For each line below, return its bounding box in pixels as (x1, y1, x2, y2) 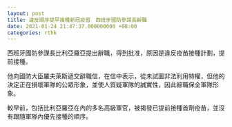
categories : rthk (7, 29, 57, 36)
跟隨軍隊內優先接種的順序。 (12, 113, 92, 121)
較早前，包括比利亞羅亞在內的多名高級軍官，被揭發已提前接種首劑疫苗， (7, 104, 213, 112)
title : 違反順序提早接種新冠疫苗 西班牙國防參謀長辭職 (7, 16, 147, 23)
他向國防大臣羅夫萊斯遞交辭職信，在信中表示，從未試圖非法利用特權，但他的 (7, 72, 225, 80)
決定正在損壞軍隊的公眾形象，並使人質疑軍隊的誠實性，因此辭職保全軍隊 (7, 80, 213, 89)
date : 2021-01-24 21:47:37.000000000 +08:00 (7, 23, 137, 30)
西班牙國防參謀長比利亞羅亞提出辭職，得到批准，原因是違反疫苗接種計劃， (7, 49, 219, 57)
